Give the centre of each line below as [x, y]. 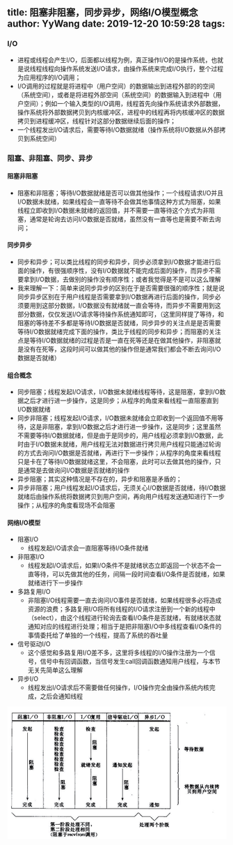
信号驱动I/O [34, 644]
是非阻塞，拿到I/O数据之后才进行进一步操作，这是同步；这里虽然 [128, 427]
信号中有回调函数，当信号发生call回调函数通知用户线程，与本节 [130, 661]
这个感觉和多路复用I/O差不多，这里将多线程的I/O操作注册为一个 [119, 653]
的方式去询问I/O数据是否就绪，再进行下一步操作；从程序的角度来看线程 [119, 453]
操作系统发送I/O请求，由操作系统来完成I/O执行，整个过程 [142, 68]
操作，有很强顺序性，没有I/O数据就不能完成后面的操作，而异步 [119, 271]
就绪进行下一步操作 [55, 583]
